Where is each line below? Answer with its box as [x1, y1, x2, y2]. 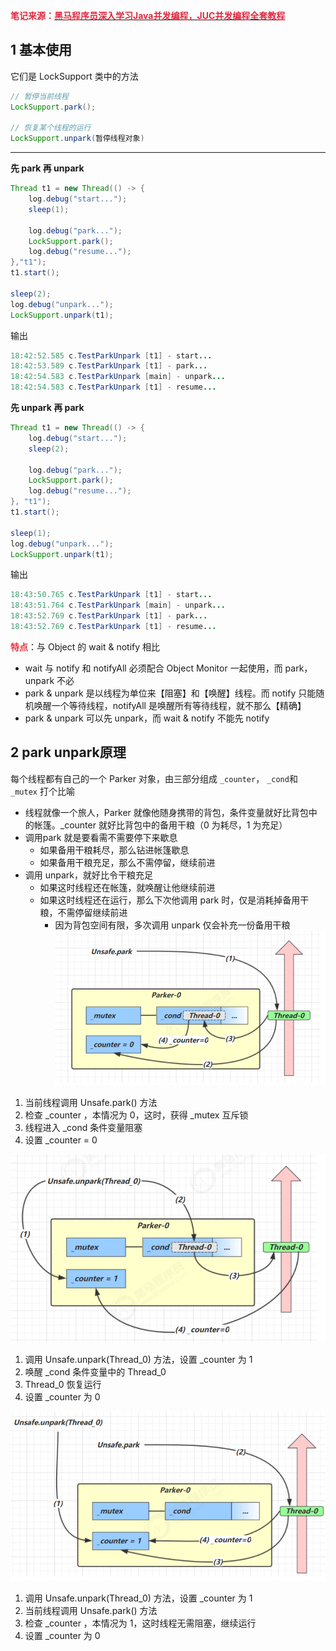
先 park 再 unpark [10, 162, 85, 174]
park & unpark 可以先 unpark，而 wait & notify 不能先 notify [24, 712, 270, 724]
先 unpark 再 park [10, 402, 85, 414]
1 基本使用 [10, 42, 73, 59]
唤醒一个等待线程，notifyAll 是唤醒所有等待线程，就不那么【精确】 [33, 699, 307, 711]
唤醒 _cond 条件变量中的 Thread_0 [24, 1365, 167, 1378]
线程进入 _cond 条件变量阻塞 [24, 1121, 143, 1133]
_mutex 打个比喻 [10, 785, 75, 797]
